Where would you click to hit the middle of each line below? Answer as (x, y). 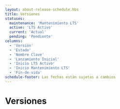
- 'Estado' (20, 50)
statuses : (15, 18)
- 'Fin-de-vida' (26, 73)
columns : (14, 41)
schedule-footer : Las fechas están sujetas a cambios (60, 77)
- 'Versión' (22, 46)
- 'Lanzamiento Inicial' (34, 59)
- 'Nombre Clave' (27, 54)
